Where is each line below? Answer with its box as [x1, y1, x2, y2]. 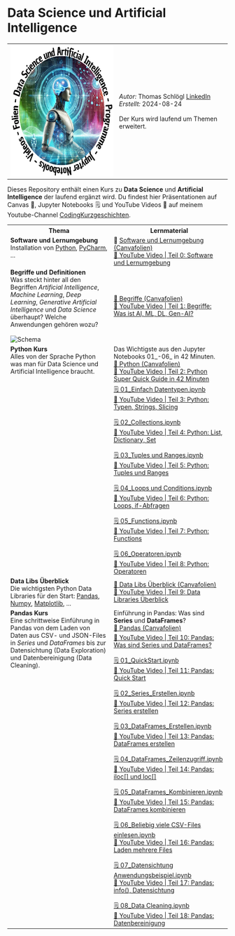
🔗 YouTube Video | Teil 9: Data [113, 588, 201, 596]
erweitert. [118, 121, 147, 131]
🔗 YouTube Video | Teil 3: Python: [113, 395, 210, 403]
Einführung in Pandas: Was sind [113, 609, 205, 617]
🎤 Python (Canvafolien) [113, 360, 180, 368]
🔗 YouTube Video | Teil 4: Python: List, [113, 428, 223, 436]
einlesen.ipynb [113, 831, 156, 839]
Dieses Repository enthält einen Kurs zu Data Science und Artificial [7, 185, 204, 194]
